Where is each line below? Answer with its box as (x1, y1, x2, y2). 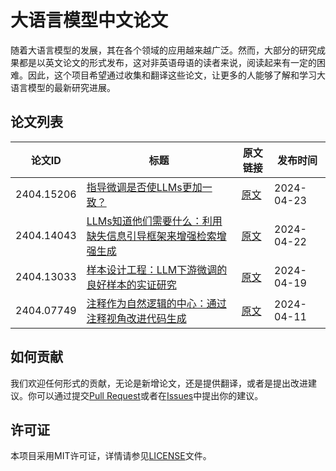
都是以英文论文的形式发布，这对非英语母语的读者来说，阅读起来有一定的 (18, 56, 317, 68)
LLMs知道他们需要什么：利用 (86, 214, 223, 228)
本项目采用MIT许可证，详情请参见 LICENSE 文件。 (10, 450, 212, 462)
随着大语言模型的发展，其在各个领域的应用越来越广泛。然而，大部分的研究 (10, 44, 317, 56)
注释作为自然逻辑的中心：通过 (86, 296, 227, 310)
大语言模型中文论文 (10, 9, 169, 32)
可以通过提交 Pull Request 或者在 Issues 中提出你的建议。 (36, 389, 264, 401)
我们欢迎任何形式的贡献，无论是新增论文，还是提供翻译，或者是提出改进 (10, 377, 308, 389)
